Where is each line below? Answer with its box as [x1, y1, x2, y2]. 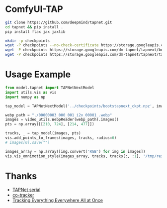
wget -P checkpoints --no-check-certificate [5, 43, 99, 48]
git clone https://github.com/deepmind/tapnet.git [5, 20, 112, 25]
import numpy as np [5, 95, 46, 100]
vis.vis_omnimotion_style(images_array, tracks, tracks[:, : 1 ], [5, 153, 141, 159]
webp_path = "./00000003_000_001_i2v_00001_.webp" [5, 112, 112, 117]
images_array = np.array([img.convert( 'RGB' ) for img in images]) [5, 149, 146, 154]
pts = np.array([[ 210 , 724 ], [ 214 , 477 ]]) [5, 122, 94, 127]
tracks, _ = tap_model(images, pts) [5, 131, 81, 136]
